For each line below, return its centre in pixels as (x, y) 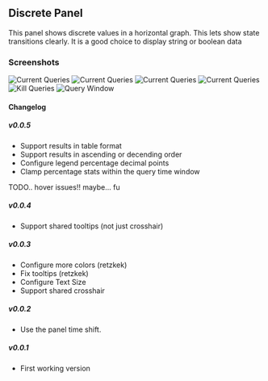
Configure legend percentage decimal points (94, 163)
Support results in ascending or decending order (101, 154)
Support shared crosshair (62, 291)
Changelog (27, 107)
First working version (55, 368)
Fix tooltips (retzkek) (54, 273)
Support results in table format (71, 145)
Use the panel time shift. (61, 329)
